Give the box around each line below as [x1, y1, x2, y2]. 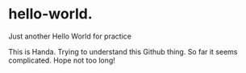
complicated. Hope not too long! [8, 55, 115, 65]
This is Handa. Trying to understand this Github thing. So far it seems [8, 47, 238, 56]
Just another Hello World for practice [8, 31, 131, 41]
